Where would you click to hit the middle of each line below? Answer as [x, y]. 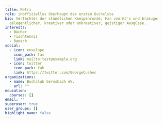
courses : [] [22, 95]
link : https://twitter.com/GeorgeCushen [55, 73]
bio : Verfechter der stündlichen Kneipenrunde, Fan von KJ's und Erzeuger [82, 18]
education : [16, 91]
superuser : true [21, 104]
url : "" [21, 86]
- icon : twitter [26, 63]
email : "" [15, 100]
